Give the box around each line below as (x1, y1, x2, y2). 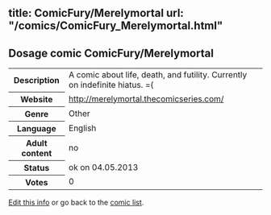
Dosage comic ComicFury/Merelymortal (8, 46, 214, 60)
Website (19, 93, 53, 105)
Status (23, 162, 50, 173)
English (68, 122, 97, 134)
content (21, 147, 52, 159)
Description (13, 74, 60, 85)
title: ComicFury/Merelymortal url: (8, 6, 184, 20)
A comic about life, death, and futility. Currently (68, 69, 248, 81)
